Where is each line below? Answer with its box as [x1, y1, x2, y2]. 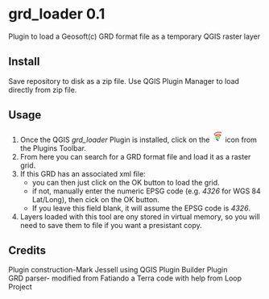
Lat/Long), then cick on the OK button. [31, 194, 159, 204]
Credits [8, 243, 47, 257]
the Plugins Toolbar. [19, 143, 87, 153]
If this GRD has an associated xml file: [19, 168, 147, 178]
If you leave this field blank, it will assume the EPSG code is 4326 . [31, 203, 251, 213]
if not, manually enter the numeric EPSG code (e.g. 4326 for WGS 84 [31, 186, 262, 196]
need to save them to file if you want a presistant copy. [19, 220, 203, 230]
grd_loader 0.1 [8, 5, 106, 23]
